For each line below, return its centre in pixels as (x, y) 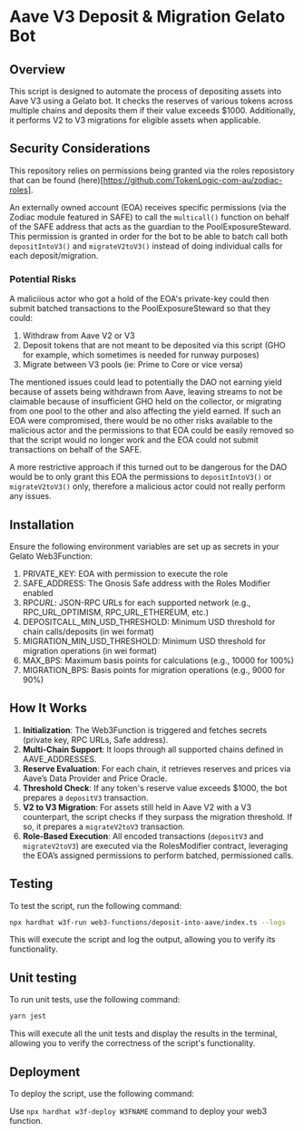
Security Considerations (80, 148)
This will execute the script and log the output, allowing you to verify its (142, 940)
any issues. (30, 496)
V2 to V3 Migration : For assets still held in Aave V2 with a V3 (137, 807)
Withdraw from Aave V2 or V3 (78, 336)
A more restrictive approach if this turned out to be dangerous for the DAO (148, 467)
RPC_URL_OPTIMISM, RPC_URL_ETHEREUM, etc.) (116, 612)
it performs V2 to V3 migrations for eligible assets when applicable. (135, 120)
